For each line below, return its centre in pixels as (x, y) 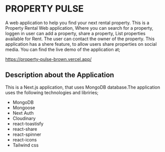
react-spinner (27, 134)
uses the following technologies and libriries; (52, 92)
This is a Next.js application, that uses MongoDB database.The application (83, 87)
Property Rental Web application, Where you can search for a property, (79, 28)
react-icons (25, 139)
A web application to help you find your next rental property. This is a (77, 23)
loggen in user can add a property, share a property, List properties (75, 33)
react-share (25, 129)
